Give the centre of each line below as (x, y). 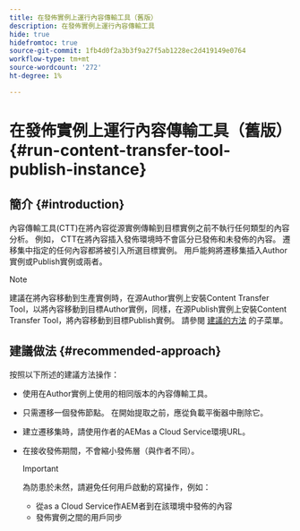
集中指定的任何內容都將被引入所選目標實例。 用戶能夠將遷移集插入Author (152, 250)
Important (40, 468)
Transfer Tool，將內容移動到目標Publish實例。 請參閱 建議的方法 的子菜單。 (149, 320)
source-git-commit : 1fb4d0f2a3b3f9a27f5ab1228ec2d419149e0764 (128, 51)
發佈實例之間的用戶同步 (79, 517)
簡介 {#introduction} (67, 205)
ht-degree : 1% (36, 76)
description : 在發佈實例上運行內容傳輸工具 (82, 26)
